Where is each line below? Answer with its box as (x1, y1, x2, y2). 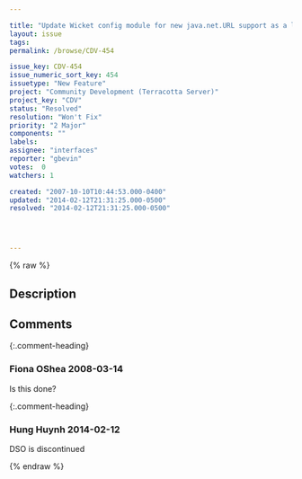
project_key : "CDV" (9, 95, 83, 104)
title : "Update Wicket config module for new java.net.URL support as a (9, 21, 288, 30)
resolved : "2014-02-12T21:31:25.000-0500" (9, 204, 171, 213)
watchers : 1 (9, 171, 54, 180)
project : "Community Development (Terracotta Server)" (9, 87, 219, 96)
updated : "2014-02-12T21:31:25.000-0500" (9, 195, 167, 205)
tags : (9, 38, 30, 47)
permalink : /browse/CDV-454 (9, 46, 115, 55)
